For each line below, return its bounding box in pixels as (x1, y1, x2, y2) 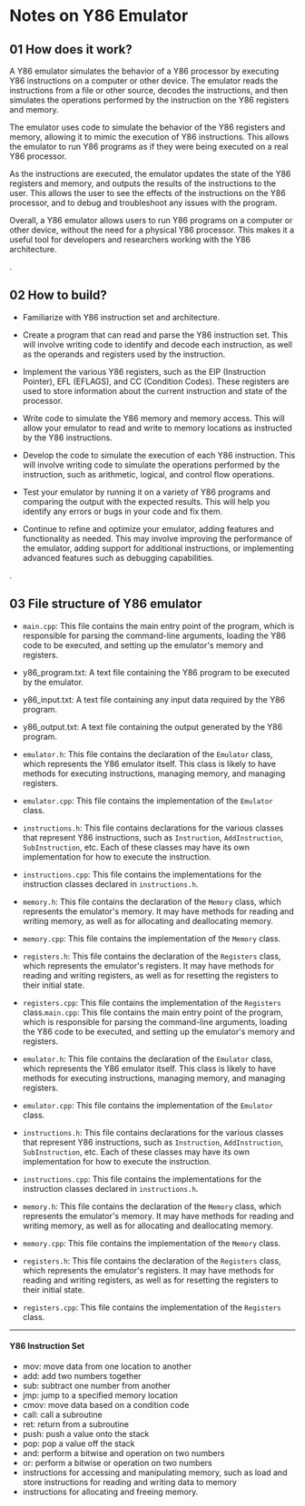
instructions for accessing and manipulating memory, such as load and (22, 1467, 288, 1478)
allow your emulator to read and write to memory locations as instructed (22, 422, 292, 433)
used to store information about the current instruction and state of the (22, 385, 288, 396)
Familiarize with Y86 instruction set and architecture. (22, 311, 221, 322)
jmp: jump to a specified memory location (22, 1390, 179, 1401)
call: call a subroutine (22, 1409, 103, 1420)
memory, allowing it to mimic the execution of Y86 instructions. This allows (9, 132, 290, 142)
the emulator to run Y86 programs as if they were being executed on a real (9, 142, 289, 152)
